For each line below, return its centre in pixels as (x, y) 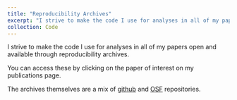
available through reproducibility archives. (68, 54)
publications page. (34, 75)
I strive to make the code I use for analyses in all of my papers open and (112, 47)
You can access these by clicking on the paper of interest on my (101, 68)
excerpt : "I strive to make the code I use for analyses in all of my (113, 20)
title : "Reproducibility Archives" (60, 14)
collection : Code (33, 27)
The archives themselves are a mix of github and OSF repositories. (104, 89)
